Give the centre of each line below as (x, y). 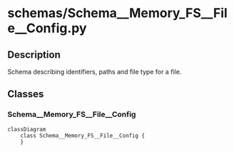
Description (34, 55)
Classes (26, 94)
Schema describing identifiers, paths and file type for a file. (95, 72)
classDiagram (27, 129)
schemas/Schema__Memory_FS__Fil (118, 13)
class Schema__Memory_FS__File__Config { (82, 136)
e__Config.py (47, 28)
